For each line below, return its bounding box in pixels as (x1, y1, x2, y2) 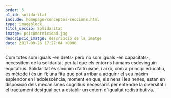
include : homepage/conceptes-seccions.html (5, 17, 100, 22)
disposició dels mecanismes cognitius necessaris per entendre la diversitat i (5, 81, 166, 87)
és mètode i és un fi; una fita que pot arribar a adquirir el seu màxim (5, 71, 148, 77)
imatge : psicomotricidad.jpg (5, 31, 68, 36)
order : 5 (5, 7, 24, 13)
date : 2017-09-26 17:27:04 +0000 (5, 41, 77, 46)
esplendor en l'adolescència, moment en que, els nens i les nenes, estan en (5, 76, 165, 82)
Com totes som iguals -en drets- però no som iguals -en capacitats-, (5, 54, 151, 60)
